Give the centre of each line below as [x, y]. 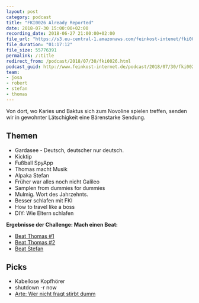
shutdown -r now [36, 288]
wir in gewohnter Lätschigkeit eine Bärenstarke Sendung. [76, 117]
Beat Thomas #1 [34, 236]
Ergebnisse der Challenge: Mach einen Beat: [62, 224]
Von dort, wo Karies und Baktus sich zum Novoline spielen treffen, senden [97, 111]
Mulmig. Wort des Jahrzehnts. [52, 194]
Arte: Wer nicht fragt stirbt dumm [55, 294]
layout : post [22, 12]
